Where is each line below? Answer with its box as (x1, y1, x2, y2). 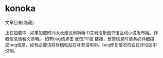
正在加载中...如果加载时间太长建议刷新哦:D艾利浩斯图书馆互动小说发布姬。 (5, 29, 154, 35)
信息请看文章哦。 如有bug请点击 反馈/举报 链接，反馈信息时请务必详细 (9, 36, 150, 42)
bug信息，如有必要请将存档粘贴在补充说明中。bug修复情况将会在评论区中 (9, 42, 157, 47)
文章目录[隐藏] (5, 19, 34, 25)
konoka (5, 3, 36, 14)
